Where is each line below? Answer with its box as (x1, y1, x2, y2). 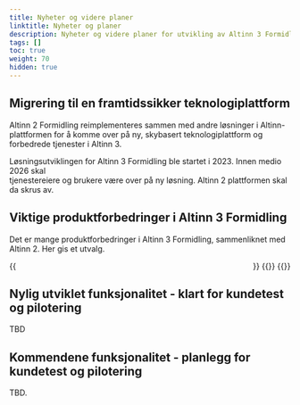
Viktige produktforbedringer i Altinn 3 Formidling (9, 211, 287, 226)
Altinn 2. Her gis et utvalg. (9, 243, 105, 254)
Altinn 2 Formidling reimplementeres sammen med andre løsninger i (9, 120, 259, 130)
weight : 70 (9, 54, 50, 63)
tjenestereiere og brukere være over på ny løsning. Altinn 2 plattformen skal (9, 175, 287, 186)
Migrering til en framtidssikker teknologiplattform (9, 95, 290, 112)
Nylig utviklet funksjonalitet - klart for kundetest (9, 286, 284, 302)
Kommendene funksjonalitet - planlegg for (9, 350, 251, 365)
